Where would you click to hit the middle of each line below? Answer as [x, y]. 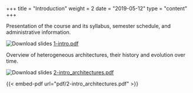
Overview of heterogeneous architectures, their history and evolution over [96, 55]
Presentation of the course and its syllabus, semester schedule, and [89, 26]
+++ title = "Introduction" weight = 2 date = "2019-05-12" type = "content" [96, 8]
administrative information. [39, 32]
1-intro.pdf [66, 44]
